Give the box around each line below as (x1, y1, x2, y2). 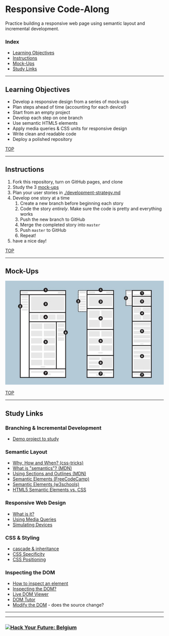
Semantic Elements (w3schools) (12, 481, 79, 487)
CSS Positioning (12, 556, 46, 562)
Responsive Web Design (5, 499, 66, 506)
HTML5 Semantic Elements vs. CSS (12, 486, 87, 493)
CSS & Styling (5, 534, 40, 541)
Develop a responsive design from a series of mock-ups (12, 99, 129, 105)
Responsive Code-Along (5, 4, 110, 15)
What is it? (12, 511, 35, 517)
